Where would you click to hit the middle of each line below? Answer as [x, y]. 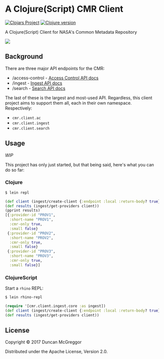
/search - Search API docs [39, 88]
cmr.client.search [31, 128]
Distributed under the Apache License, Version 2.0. [57, 352]
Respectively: [19, 108]
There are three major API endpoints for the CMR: [55, 68]
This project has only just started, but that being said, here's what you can [80, 164]
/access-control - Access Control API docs [55, 78]
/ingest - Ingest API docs [37, 83]
